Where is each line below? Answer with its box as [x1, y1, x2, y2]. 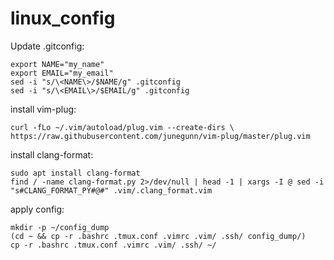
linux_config [10, 7, 116, 30]
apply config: [10, 203, 65, 215]
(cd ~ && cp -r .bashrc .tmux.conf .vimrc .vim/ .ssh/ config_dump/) [10, 231, 307, 241]
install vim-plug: [10, 103, 77, 115]
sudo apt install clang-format [10, 168, 141, 178]
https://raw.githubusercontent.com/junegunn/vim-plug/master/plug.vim [10, 131, 311, 141]
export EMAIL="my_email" [10, 68, 114, 78]
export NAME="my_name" [10, 59, 105, 69]
